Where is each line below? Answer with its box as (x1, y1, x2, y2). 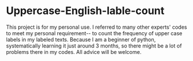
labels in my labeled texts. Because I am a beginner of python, (6, 36, 156, 43)
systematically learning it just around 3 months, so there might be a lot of (6, 42, 182, 49)
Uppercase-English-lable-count (6, 4, 165, 18)
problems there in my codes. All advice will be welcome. (6, 48, 142, 55)
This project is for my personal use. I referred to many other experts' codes (6, 23, 187, 30)
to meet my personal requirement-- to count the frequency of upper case (6, 29, 182, 36)
